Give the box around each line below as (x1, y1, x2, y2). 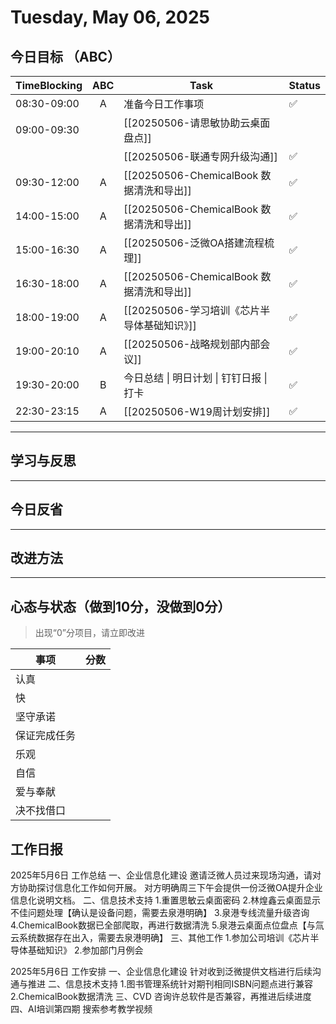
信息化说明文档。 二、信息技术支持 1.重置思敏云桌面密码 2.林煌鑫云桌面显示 (10, 894, 322, 906)
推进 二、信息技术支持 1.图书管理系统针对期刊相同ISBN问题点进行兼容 (27, 978, 314, 990)
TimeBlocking (15, 79, 83, 92)
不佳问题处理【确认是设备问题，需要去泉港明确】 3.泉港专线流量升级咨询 (10, 907, 310, 919)
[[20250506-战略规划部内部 (123, 337, 261, 351)
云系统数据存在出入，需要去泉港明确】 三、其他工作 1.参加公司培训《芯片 (10, 932, 311, 944)
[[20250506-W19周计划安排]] (123, 405, 271, 418)
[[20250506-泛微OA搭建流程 (123, 236, 265, 250)
